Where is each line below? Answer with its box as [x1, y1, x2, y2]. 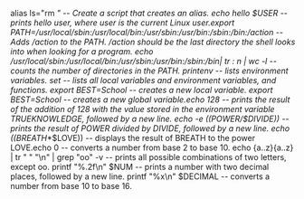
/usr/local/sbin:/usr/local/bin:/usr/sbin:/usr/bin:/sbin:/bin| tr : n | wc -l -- [10, 56, 277, 66]
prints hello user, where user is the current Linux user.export [10, 17, 235, 28]
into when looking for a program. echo [10, 46, 154, 57]
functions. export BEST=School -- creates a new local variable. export [10, 85, 274, 95]
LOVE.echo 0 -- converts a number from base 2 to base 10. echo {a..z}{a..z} [10, 142, 294, 153]
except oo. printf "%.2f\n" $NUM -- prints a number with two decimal [10, 162, 270, 172]
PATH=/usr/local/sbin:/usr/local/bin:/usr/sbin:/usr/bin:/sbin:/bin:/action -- [10, 27, 284, 37]
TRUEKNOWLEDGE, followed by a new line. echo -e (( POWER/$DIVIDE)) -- [10, 113, 290, 124]
